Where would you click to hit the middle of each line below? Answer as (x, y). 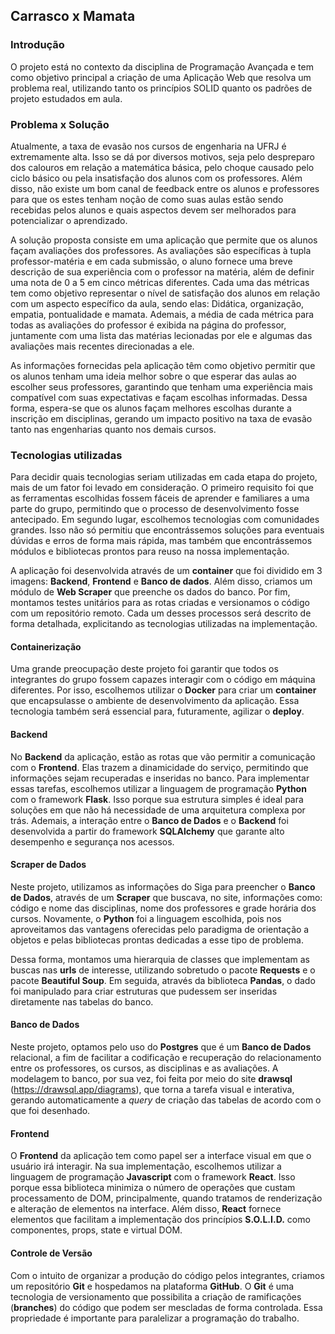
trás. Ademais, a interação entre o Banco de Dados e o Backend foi (149, 820)
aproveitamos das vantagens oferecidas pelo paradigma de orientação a (160, 929)
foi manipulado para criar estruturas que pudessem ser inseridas (144, 991)
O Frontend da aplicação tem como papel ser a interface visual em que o (161, 1156)
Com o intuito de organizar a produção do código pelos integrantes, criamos (167, 1275)
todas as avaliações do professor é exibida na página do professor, (148, 325)
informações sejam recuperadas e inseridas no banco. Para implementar (160, 778)
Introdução (37, 45)
